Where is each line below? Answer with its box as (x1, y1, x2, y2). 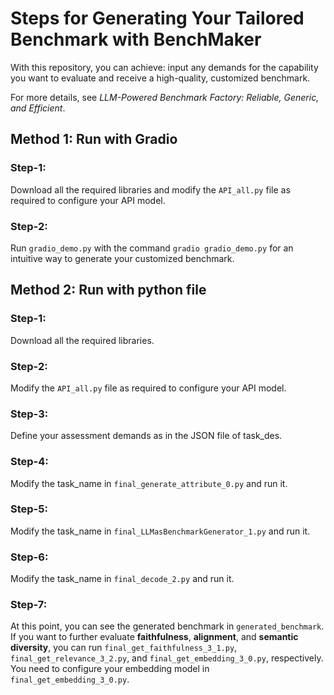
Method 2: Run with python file (10, 282, 207, 299)
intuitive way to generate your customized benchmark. (10, 252, 235, 264)
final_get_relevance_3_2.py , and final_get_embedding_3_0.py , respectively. (10, 652, 324, 664)
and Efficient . (10, 102, 66, 114)
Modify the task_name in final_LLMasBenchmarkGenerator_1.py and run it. (10, 525, 311, 537)
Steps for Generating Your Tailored (10, 7, 305, 30)
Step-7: (10, 598, 48, 612)
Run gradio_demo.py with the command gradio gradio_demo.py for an (10, 242, 294, 254)
